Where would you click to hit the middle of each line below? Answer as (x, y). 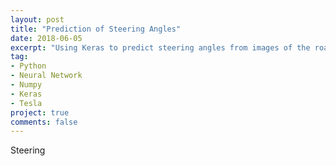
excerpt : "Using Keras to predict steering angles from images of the (160, 47)
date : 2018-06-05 (46, 38)
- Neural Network (46, 76)
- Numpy (26, 85)
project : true (40, 112)
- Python (28, 66)
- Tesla (26, 103)
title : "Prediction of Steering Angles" (96, 29)
